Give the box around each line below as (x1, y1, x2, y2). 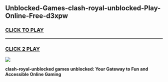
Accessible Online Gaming (5, 71, 61, 77)
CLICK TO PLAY (5, 27, 44, 34)
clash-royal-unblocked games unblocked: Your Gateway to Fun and (5, 66, 148, 72)
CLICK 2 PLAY (5, 45, 40, 52)
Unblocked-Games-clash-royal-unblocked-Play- (5, 4, 161, 12)
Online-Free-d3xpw (5, 12, 68, 20)
